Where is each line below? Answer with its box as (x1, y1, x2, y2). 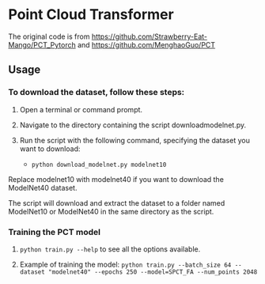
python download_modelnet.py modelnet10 (31, 161, 167, 169)
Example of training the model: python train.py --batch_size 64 (19, 259, 232, 269)
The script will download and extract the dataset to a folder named (8, 198, 225, 207)
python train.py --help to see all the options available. (19, 244, 201, 254)
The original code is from (8, 32, 90, 41)
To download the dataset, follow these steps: (8, 87, 185, 98)
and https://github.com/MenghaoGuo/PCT (78, 40, 216, 49)
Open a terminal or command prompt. (19, 104, 143, 114)
